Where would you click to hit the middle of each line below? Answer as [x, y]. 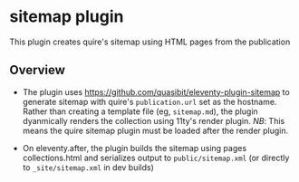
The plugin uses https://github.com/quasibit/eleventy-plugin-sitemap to [156, 91]
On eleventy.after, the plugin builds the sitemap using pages [135, 148]
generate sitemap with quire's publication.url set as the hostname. [149, 101]
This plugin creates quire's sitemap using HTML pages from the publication [150, 42]
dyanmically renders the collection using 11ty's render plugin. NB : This [154, 120]
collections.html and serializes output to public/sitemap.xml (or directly [156, 158]
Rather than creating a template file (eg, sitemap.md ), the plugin [140, 111]
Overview [38, 70]
